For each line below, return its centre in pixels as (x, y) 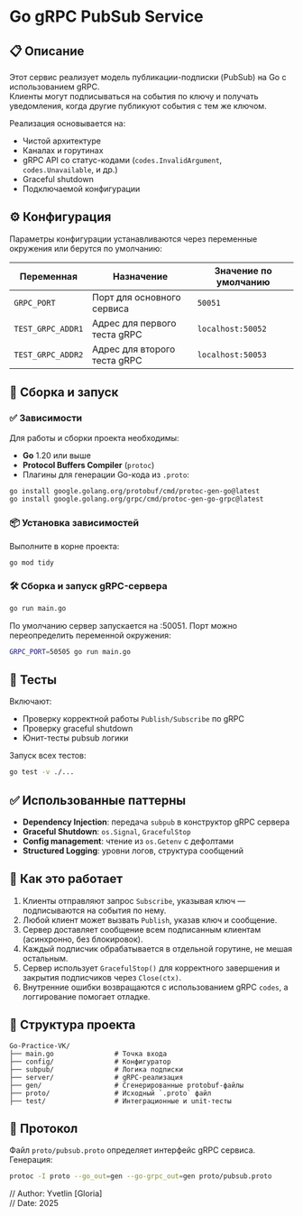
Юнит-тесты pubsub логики (75, 738)
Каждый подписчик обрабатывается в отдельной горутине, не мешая (157, 948)
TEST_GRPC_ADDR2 (49, 355)
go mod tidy (32, 562)
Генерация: (31, 1160)
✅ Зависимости (46, 419)
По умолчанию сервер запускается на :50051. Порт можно (124, 625)
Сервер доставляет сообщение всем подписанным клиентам (142, 929)
